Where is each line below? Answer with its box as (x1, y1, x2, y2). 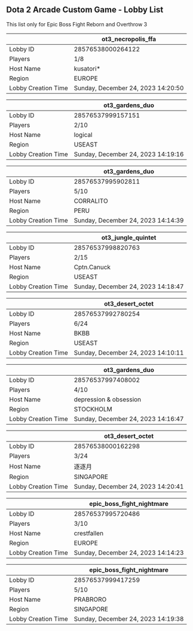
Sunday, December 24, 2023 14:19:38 (73, 614, 184, 623)
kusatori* (73, 64, 100, 72)
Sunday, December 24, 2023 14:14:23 (73, 548, 184, 557)
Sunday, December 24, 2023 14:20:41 (73, 482, 184, 490)
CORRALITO (73, 197, 109, 205)
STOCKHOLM (73, 405, 112, 413)
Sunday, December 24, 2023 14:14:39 (73, 216, 184, 224)
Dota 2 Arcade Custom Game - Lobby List (6, 5, 164, 15)
